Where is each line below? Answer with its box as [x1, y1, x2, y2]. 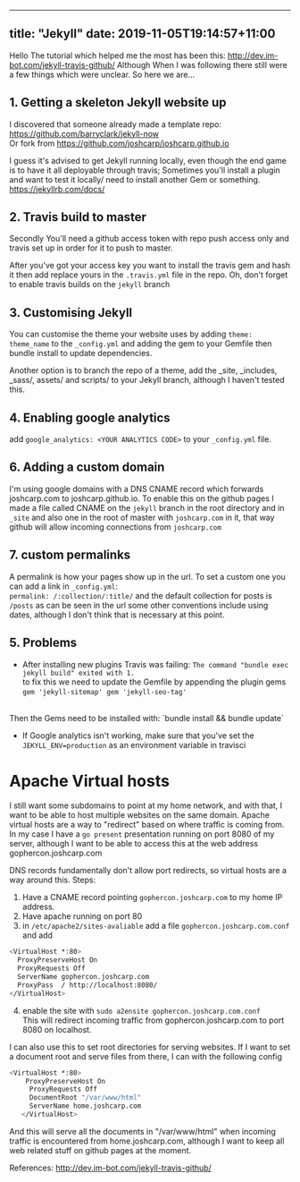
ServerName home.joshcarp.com [29, 1101, 142, 1110]
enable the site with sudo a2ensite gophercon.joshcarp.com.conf [21, 1005, 261, 1016]
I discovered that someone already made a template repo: [9, 118, 221, 130]
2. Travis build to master [9, 209, 147, 225]
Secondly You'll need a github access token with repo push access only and [9, 234, 290, 244]
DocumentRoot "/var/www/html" [29, 1093, 142, 1102]
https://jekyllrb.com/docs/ [9, 183, 105, 194]
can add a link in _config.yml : [9, 581, 119, 591]
